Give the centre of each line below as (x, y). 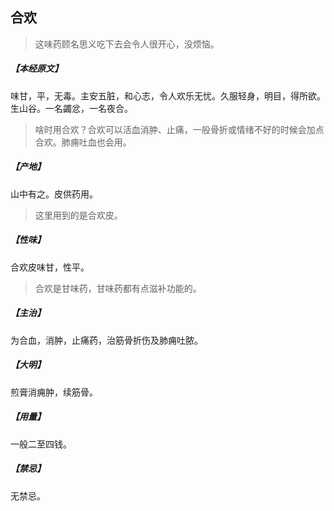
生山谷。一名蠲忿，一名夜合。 (71, 108)
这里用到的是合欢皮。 (78, 215)
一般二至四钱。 (41, 444)
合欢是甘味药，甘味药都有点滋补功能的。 (118, 288)
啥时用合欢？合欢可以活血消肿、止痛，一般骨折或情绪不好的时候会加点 (179, 129)
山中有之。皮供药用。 (54, 194)
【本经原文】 (36, 69)
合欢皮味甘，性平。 (50, 267)
